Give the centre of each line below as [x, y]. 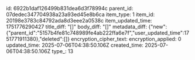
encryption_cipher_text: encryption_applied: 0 [126, 39]
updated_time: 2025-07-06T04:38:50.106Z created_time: [75, 45]
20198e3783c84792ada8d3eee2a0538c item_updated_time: [79, 20]
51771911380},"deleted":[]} [38, 39]
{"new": [158, 27]
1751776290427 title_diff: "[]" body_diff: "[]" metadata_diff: [77, 27]
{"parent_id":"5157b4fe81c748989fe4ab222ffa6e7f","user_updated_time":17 [97, 33]
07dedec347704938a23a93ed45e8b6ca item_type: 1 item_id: [81, 14]
